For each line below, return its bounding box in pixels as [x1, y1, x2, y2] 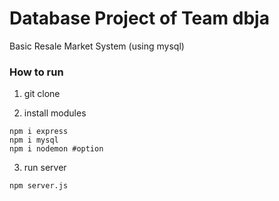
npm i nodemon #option [9, 144, 104, 154]
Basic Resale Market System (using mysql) [9, 40, 185, 52]
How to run [9, 65, 64, 79]
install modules [23, 107, 87, 119]
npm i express [9, 127, 69, 137]
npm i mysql [9, 135, 59, 146]
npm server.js [9, 181, 69, 191]
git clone [23, 88, 61, 100]
